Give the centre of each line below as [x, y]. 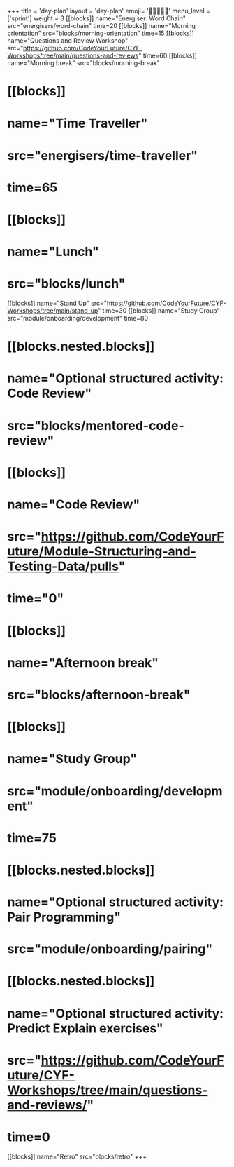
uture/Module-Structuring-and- [102, 552]
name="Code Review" [74, 504]
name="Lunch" [53, 252]
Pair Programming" [64, 917]
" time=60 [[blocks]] [168, 55]
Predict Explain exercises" [86, 1028]
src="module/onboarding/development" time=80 [78, 318]
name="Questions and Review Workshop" [68, 41]
